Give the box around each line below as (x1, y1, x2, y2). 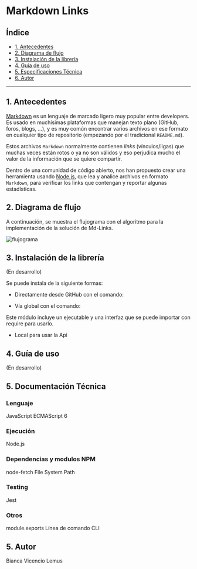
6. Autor (14, 75, 35, 81)
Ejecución (6, 427, 35, 435)
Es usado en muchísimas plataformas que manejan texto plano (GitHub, (6, 119, 179, 126)
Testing (6, 483, 28, 491)
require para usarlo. (6, 320, 54, 327)
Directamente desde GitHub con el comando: (14, 291, 124, 298)
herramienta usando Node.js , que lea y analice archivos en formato (6, 172, 168, 180)
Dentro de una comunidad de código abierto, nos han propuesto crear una (6, 167, 186, 174)
